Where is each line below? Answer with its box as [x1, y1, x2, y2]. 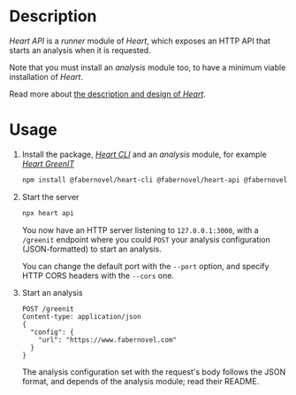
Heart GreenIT [21, 158, 75, 169]
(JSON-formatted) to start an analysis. [21, 244, 162, 254]
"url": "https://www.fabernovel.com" [38, 335, 177, 345]
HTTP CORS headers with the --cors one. [21, 270, 175, 281]
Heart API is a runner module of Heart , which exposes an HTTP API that [9, 35, 271, 46]
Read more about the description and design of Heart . [9, 89, 206, 99]
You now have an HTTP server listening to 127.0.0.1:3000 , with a [21, 224, 259, 236]
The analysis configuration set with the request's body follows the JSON [21, 366, 286, 377]
